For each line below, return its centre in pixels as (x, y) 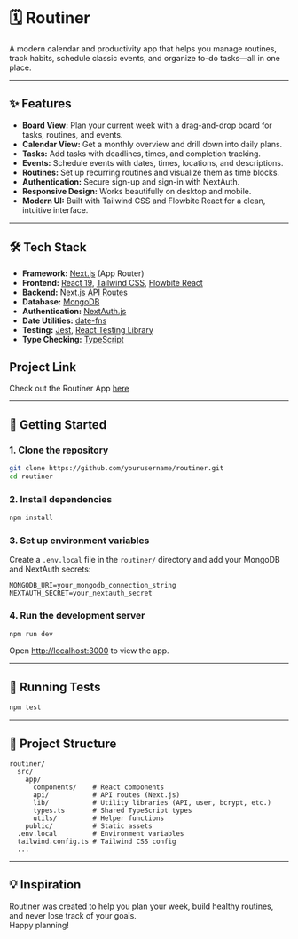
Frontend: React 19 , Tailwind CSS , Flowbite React (113, 282)
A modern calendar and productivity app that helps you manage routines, (143, 48)
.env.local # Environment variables (101, 833)
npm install (31, 518)
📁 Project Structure (63, 743)
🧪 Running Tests (55, 686)
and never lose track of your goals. (73, 915)
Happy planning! (39, 925)
